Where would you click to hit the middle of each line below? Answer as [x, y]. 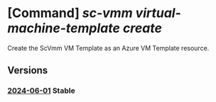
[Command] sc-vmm [70, 13]
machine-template [64, 28]
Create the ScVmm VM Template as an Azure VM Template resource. [108, 48]
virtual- [158, 13]
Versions [28, 70]
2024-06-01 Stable [42, 91]
